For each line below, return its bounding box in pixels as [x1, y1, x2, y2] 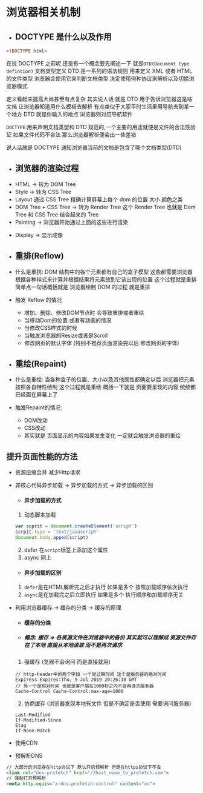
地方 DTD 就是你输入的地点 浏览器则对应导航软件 [11, 110, 133, 118]
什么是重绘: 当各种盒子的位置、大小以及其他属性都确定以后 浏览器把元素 [14, 376, 195, 383]
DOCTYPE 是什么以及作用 [14, 32, 112, 42]
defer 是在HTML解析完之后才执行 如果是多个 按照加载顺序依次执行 [24, 583, 188, 591]
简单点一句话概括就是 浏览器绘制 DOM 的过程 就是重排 [14, 283, 151, 290]
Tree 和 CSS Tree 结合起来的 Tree [14, 210, 99, 218]
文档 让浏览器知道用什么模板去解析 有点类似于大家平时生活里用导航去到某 [6, 102, 189, 110]
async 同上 [24, 554, 51, 561]
